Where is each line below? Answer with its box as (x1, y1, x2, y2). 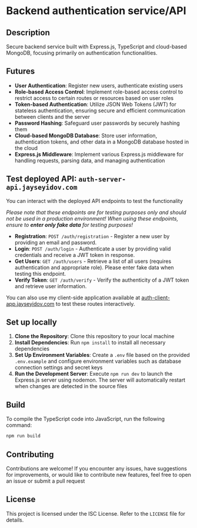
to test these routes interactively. (55, 300, 135, 307)
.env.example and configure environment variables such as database (14, 357, 181, 365)
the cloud (14, 144, 38, 151)
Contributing (6, 449, 54, 459)
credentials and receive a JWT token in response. (14, 251, 135, 258)
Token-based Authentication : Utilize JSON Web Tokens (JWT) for (14, 101, 176, 108)
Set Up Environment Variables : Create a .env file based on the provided (14, 352, 190, 359)
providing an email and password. (14, 239, 97, 246)
